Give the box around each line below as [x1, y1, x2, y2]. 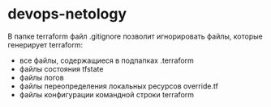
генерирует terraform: [7, 39, 83, 49]
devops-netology [7, 5, 127, 23]
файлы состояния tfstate [19, 64, 104, 73]
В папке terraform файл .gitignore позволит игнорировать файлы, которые [7, 31, 263, 41]
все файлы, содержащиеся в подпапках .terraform [19, 56, 194, 65]
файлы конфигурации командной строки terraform [19, 89, 195, 99]
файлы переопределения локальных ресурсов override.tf [19, 81, 218, 91]
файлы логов [19, 72, 64, 82]
